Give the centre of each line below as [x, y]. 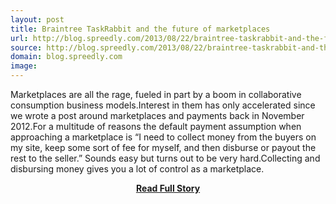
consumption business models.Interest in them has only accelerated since [163, 105]
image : [24, 66]
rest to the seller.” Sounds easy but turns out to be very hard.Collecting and [165, 158]
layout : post [37, 19]
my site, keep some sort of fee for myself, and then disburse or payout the [163, 147]
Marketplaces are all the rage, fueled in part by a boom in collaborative [156, 94]
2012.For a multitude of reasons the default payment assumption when [156, 126]
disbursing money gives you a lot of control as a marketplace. [137, 169]
